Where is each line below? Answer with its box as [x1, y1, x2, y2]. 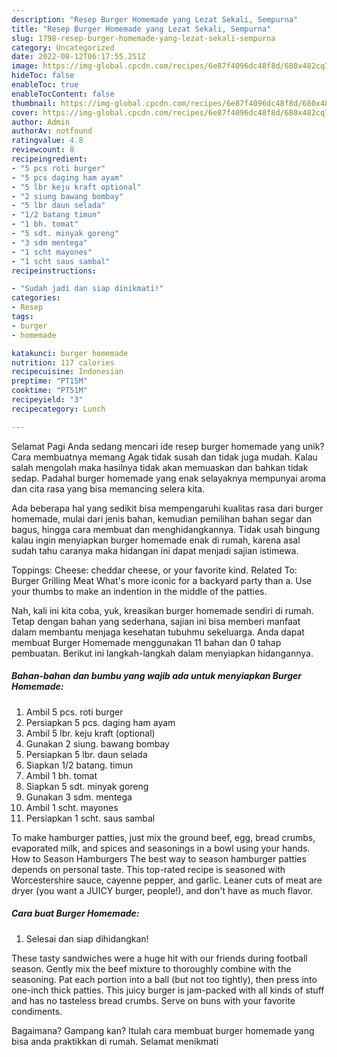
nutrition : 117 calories [11, 357, 115, 368]
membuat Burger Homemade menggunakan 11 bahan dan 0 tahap [11, 636, 282, 648]
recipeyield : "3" [11, 395, 84, 405]
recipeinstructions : [11, 266, 98, 276]
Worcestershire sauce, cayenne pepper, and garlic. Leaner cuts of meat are [11, 874, 323, 886]
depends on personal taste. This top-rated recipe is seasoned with [11, 863, 286, 875]
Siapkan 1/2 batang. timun [25, 759, 134, 771]
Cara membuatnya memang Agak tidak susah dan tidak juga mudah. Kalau [11, 451, 318, 463]
